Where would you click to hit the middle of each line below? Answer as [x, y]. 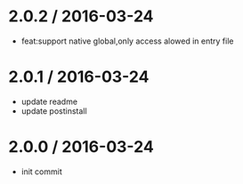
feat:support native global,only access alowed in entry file [127, 41]
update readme [49, 101]
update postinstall [54, 111]
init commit [42, 172]
